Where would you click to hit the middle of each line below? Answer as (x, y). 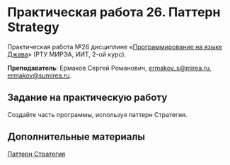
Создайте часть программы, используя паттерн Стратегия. (97, 114)
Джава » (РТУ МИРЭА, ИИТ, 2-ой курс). (67, 54)
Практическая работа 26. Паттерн (114, 12)
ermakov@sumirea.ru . (40, 75)
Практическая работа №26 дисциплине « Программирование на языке (115, 47)
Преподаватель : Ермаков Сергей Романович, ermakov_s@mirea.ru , (110, 68)
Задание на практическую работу (87, 98)
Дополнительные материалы (76, 137)
